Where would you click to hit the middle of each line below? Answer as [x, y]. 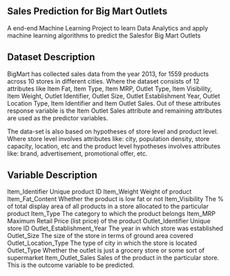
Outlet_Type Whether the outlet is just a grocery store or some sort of [106, 250]
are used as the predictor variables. [58, 118]
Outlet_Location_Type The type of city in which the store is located [102, 243]
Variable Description [52, 175]
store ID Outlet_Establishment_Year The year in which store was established [115, 228]
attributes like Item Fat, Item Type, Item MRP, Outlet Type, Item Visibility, [110, 89]
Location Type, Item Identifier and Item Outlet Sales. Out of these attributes [114, 103]
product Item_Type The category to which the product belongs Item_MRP [112, 214]
